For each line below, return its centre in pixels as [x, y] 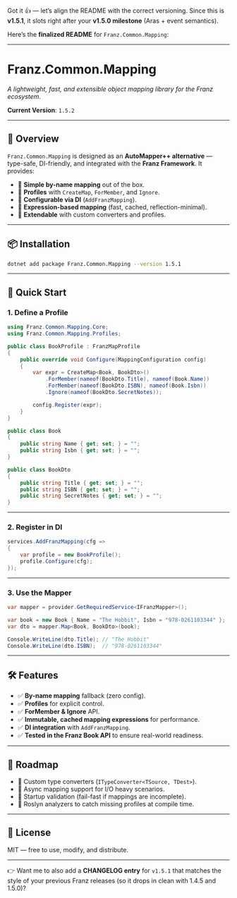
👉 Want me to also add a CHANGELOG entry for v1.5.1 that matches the [115, 871]
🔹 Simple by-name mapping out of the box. [81, 184]
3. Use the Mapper [39, 593]
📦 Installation [39, 244]
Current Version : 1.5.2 [41, 110]
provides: [21, 171]
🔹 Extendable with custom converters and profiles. [92, 214]
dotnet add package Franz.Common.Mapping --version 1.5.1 [94, 264]
